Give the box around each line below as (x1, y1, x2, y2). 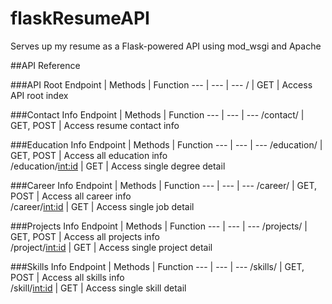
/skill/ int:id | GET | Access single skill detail (10, 282, 187, 294)
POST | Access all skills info (10, 271, 125, 283)
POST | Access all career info (10, 190, 132, 202)
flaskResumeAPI (10, 7, 150, 30)
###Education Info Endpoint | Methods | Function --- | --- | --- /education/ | (10, 138, 323, 151)
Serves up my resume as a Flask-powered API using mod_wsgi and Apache (10, 40, 322, 52)
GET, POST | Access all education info (10, 149, 168, 161)
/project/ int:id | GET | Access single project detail (10, 241, 213, 253)
